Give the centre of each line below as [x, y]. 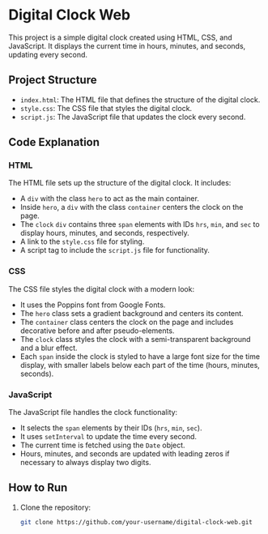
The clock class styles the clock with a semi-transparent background [135, 339]
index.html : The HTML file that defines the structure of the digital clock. [140, 100]
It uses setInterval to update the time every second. [108, 437]
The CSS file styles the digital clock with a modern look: [102, 288]
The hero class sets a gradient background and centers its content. [132, 313]
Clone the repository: [55, 507]
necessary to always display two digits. [85, 463]
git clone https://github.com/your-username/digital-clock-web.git [136, 522]
